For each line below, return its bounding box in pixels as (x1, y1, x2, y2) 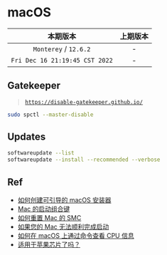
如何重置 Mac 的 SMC (17, 214, 82, 222)
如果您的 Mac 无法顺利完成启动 (17, 222, 109, 231)
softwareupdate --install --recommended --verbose (7, 156, 161, 164)
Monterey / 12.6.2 (33, 43, 91, 53)
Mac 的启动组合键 (17, 204, 70, 213)
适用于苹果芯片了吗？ (17, 240, 80, 249)
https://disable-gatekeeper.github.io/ (24, 98, 144, 105)
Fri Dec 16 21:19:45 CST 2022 (11, 56, 114, 64)
